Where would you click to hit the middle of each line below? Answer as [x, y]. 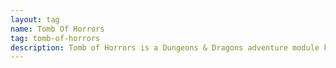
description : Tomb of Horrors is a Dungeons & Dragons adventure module [165, 47]
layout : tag [35, 19]
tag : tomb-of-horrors [55, 38]
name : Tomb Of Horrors [57, 29]
